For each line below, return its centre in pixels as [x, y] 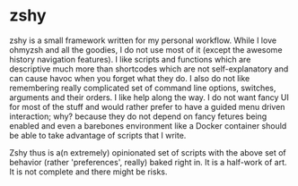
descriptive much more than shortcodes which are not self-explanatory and [149, 69]
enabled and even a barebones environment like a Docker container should [148, 125]
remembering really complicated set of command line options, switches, [143, 88]
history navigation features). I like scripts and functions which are [130, 59]
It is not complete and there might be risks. [88, 172]
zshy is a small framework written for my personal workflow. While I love [143, 40]
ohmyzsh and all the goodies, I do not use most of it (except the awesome [146, 49]
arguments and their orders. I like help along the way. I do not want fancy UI [149, 97]
